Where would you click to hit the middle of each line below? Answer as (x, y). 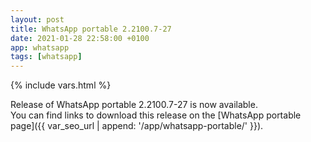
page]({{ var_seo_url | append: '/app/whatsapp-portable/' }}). (137, 126)
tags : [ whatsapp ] (46, 57)
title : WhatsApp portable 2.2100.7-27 (91, 29)
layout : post (37, 19)
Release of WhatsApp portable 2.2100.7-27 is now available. (134, 105)
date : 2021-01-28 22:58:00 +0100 (80, 38)
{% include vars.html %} (61, 85)
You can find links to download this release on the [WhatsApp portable (156, 115)
